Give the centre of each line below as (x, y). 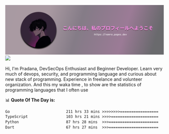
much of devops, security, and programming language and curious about (81, 74)
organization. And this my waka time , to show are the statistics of (73, 84)
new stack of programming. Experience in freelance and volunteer (74, 79)
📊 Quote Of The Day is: (30, 100)
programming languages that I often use (47, 90)
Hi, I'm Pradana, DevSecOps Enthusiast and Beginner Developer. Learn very (84, 68)
